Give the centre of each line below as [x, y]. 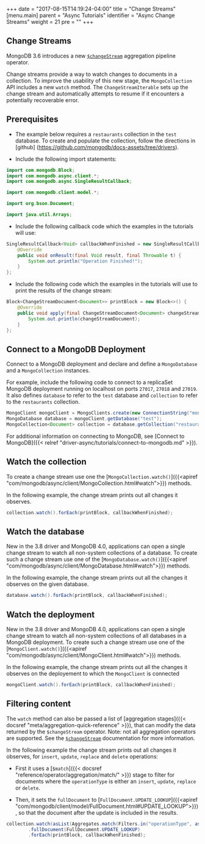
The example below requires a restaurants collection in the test [96, 134]
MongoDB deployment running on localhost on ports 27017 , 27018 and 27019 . [102, 389]
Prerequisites [32, 120]
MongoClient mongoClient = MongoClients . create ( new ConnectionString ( [98, 413]
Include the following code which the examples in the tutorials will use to [106, 284]
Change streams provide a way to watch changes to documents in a [92, 74]
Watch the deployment [51, 614]
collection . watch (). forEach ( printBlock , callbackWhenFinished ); [90, 513]
